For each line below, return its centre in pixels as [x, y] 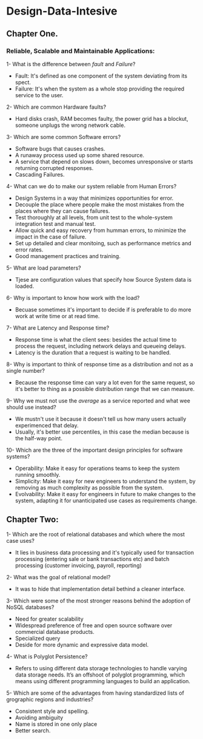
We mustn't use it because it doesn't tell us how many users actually [101, 419]
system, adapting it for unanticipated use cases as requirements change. [106, 500]
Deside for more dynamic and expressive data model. [82, 644]
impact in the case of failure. [51, 237]
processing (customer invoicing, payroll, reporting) [78, 565]
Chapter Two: [32, 519]
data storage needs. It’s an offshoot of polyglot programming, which [100, 675]
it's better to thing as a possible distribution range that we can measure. [105, 389]
